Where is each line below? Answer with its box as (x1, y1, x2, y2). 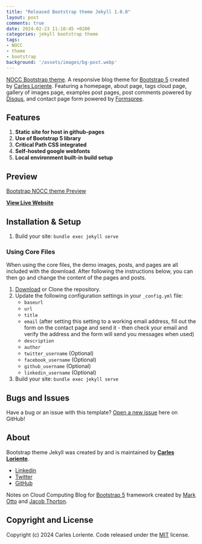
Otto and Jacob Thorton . (6, 498, 68, 505)
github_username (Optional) (24, 363, 92, 370)
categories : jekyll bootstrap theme (6, 31, 98, 37)
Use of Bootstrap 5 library (14, 135, 81, 142)
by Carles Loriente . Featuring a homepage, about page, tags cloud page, (6, 82, 187, 89)
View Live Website (6, 199, 54, 207)
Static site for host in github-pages (14, 128, 105, 136)
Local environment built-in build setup (14, 154, 113, 161)
